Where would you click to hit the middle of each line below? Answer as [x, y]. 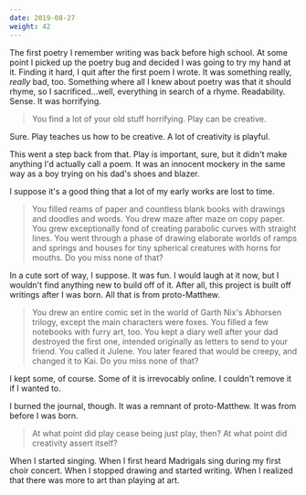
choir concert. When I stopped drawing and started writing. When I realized [152, 470]
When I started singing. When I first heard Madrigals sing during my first [145, 460]
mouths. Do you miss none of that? [97, 258]
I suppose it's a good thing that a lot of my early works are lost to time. [142, 191]
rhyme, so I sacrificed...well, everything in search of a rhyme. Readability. [148, 91]
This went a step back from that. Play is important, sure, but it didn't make [148, 154]
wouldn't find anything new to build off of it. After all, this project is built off [151, 285]
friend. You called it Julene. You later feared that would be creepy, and [164, 351]
